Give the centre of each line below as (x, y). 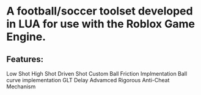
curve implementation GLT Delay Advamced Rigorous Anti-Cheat (88, 80)
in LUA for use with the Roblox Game (101, 24)
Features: (25, 59)
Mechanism (21, 87)
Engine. (26, 37)
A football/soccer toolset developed (100, 11)
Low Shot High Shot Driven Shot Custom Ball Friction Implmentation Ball (97, 74)
